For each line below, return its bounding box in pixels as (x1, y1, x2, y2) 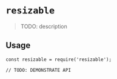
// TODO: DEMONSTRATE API (5, 67, 71, 73)
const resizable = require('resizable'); (5, 57, 112, 63)
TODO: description (20, 22, 68, 30)
